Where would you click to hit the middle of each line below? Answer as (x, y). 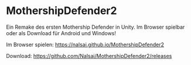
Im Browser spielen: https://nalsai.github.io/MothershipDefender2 (85, 45)
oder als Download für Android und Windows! (61, 33)
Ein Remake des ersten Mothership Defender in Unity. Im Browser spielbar (95, 27)
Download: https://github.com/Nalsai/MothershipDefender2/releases (89, 56)
